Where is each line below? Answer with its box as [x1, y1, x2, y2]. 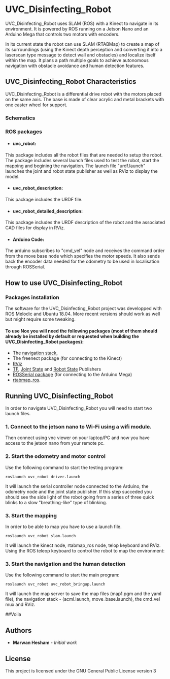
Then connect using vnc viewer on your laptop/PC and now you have [5, 435, 150, 441]
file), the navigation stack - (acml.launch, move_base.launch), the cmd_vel [5, 596, 160, 602]
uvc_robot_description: [12, 185, 63, 191]
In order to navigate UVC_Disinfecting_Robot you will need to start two [5, 405, 152, 411]
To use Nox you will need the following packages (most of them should [5, 328, 158, 334]
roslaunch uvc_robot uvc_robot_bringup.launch [5, 582, 106, 587]
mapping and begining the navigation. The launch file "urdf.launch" [5, 163, 146, 169]
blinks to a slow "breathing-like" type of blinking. [5, 499, 108, 505]
